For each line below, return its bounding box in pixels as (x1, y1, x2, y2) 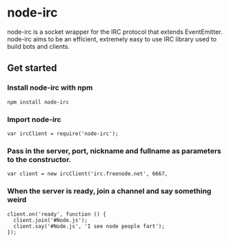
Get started (7, 62, 57, 74)
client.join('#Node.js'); (13, 216, 88, 223)
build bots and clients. (7, 42, 70, 50)
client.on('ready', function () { (7, 210, 107, 218)
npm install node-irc (7, 99, 70, 105)
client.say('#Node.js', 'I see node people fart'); (13, 223, 166, 230)
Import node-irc (7, 114, 61, 124)
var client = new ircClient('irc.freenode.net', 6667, (7, 170, 168, 177)
